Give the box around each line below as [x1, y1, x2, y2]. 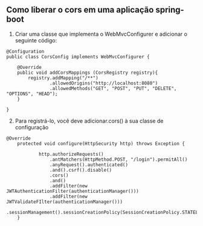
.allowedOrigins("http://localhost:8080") [49, 80, 158, 86]
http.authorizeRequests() [38, 151, 104, 157]
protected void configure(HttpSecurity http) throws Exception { [17, 140, 185, 147]
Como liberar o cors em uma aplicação [6, 5, 154, 15]
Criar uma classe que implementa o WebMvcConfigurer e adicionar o [14, 30, 187, 37]
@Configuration [6, 48, 45, 54]
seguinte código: [14, 36, 57, 44]
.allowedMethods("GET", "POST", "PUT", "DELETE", [49, 85, 177, 91]
